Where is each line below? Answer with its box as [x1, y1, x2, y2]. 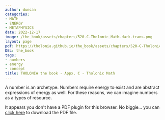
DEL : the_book [5, 48, 34, 53]
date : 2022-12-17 [5, 30, 41, 35]
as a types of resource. [5, 95, 52, 100]
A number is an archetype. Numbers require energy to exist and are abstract [5, 84, 160, 90]
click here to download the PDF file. [5, 109, 77, 115]
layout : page [5, 39, 32, 44]
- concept [5, 67, 26, 72]
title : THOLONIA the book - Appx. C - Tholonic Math [5, 71, 115, 76]
